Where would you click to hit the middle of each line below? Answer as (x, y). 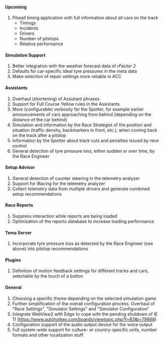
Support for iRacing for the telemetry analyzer (59, 183)
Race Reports (19, 205)
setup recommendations (37, 194)
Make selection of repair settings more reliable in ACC (67, 77)
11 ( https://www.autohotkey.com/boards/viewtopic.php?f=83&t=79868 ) (84, 319)
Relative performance (41, 44)
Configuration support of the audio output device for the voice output (82, 324)
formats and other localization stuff (48, 335)
